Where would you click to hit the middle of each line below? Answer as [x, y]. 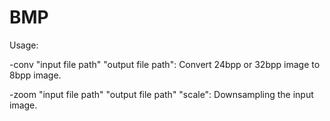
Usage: [24, 45]
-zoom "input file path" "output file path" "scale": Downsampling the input [161, 94]
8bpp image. [35, 75]
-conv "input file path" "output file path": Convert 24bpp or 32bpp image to [165, 64]
